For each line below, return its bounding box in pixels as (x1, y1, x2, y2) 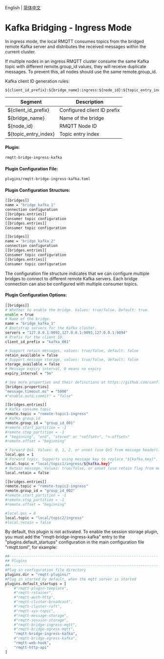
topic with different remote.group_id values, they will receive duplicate (5, 63, 146, 69)
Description (75, 98, 104, 105)
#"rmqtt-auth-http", (14, 595, 56, 600)
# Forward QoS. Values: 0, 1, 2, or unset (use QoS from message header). (5, 448, 161, 453)
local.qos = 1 (5, 452, 34, 457)
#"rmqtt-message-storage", (14, 613, 69, 618)
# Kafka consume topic (5, 407, 51, 412)
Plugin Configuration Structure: (5, 187, 71, 193)
